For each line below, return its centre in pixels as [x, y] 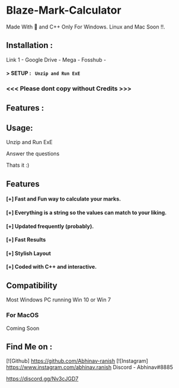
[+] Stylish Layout [29, 253]
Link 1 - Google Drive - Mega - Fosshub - [56, 59]
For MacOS [23, 315]
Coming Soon [23, 328]
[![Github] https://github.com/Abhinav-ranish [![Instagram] [77, 361]
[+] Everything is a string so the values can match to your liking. [87, 213]
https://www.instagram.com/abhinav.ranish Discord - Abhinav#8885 [89, 367]
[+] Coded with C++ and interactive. [51, 267]
